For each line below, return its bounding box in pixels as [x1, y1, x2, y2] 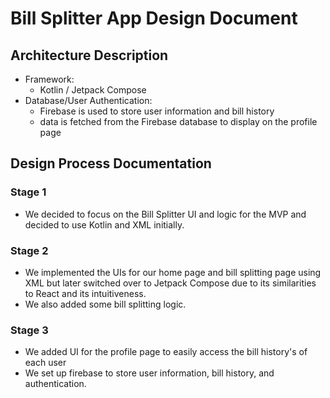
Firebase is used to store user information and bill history [39, 105, 275, 117]
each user [24, 357, 67, 369]
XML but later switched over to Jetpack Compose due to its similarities [24, 277, 317, 289]
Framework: [24, 73, 75, 85]
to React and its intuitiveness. [24, 287, 147, 299]
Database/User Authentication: [24, 95, 153, 106]
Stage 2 [10, 243, 49, 257]
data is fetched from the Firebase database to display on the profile [39, 116, 318, 127]
